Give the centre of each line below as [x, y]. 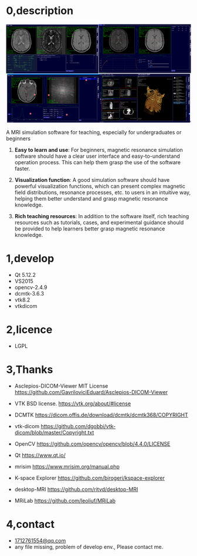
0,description [40, 11]
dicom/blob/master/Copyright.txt [54, 432]
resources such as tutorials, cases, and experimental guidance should [99, 223]
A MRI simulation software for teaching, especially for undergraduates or [94, 133]
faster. [22, 169]
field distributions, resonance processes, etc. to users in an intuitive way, [103, 192]
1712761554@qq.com [40, 540]
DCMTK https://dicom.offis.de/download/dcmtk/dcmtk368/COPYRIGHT [101, 415]
